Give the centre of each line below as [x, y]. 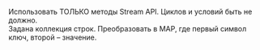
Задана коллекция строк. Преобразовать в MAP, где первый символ [128, 29]
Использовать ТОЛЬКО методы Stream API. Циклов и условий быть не [130, 12]
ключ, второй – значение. [53, 37]
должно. [23, 20]
